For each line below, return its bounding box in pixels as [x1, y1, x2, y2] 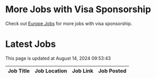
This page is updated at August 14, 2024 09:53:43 [5, 55, 111, 61]
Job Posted [98, 67, 126, 74]
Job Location [35, 67, 67, 74]
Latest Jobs [5, 38, 56, 50]
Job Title [8, 67, 30, 74]
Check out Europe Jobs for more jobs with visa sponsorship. [5, 20, 133, 27]
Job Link [72, 67, 93, 74]
